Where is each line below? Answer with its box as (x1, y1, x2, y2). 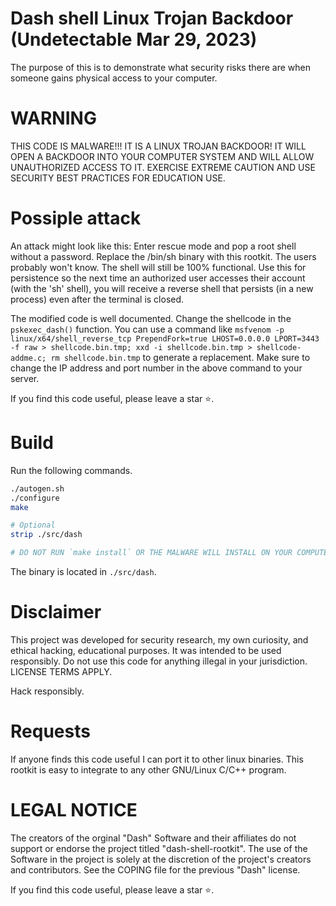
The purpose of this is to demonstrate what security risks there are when (10, 61, 312, 73)
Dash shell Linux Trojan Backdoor (10, 7, 294, 30)
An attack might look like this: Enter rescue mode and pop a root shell (10, 240, 297, 252)
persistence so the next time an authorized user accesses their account (10, 272, 306, 284)
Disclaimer (10, 601, 102, 624)
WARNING (10, 107, 97, 130)
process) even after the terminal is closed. (10, 293, 185, 305)
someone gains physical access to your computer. (10, 72, 218, 84)
